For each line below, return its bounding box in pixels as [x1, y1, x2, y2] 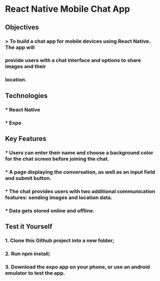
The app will [5, 44, 35, 51]
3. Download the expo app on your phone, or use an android [5, 263, 150, 270]
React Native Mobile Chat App [5, 3, 130, 15]
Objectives [5, 23, 39, 31]
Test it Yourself [5, 223, 53, 231]
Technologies [5, 91, 48, 100]
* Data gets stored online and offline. [5, 207, 95, 214]
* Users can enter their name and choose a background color [5, 149, 154, 156]
